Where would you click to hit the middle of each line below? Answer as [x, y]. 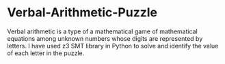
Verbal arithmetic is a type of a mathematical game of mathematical [103, 31]
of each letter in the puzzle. [46, 53]
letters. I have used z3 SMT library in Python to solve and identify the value [113, 46]
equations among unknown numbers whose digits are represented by [105, 38]
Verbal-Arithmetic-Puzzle [82, 13]
